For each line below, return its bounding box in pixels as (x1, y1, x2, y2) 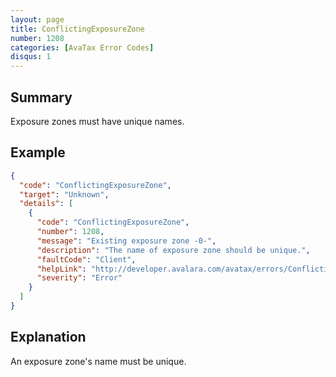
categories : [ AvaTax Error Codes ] (10, 42, 155, 53)
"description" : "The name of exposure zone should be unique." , (36, 245, 311, 255)
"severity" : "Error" (36, 273, 123, 283)
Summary (10, 89, 73, 106)
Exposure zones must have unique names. (10, 115, 185, 127)
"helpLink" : (36, 264, 87, 274)
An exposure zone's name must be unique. (10, 355, 187, 367)
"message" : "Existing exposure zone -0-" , (36, 236, 217, 246)
